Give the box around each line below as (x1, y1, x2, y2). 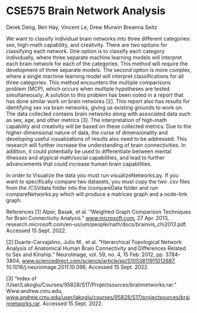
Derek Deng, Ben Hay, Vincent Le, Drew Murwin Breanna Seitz (6, 24, 158, 31)
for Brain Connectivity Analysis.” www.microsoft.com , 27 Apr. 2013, (6, 214, 169, 222)
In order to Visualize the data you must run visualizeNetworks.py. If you (6, 172, 179, 179)
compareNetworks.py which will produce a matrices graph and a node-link (6, 190, 188, 197)
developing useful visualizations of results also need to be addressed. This (6, 135, 187, 142)
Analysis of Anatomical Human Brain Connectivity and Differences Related (6, 245, 186, 252)
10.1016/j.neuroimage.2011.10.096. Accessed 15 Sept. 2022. (6, 263, 149, 271)
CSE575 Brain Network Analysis (6, 4, 166, 18)
